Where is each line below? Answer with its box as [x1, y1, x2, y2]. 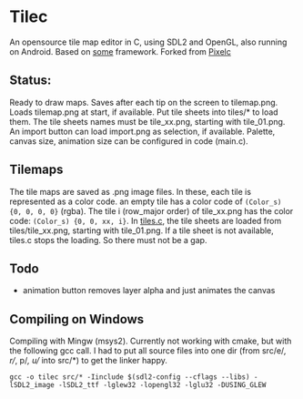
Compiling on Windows [9, 312, 145, 327]
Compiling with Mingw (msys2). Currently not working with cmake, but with [9, 335, 292, 347]
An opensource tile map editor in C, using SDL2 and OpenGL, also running [9, 36, 288, 47]
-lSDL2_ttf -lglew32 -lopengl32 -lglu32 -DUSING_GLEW [57, 381, 267, 390]
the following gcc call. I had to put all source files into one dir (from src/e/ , [9, 345, 287, 356]
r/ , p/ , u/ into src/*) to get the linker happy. [9, 355, 168, 366]
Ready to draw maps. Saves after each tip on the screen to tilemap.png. [9, 97, 278, 107]
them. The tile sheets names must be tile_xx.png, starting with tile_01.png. [9, 116, 286, 127]
